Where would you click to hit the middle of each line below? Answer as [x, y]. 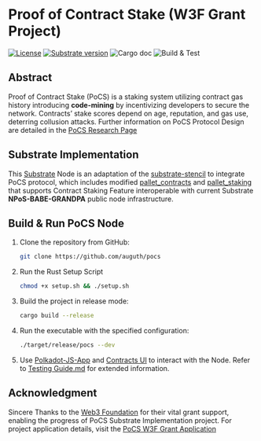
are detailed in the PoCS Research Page [73, 130]
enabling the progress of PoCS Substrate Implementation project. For [120, 420]
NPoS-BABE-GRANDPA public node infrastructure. [91, 199]
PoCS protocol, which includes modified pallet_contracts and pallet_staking [130, 182]
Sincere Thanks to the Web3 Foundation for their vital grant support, [119, 412]
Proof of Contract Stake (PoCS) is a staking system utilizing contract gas [126, 97]
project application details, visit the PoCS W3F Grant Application [112, 428]
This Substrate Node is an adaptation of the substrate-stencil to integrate [127, 174]
